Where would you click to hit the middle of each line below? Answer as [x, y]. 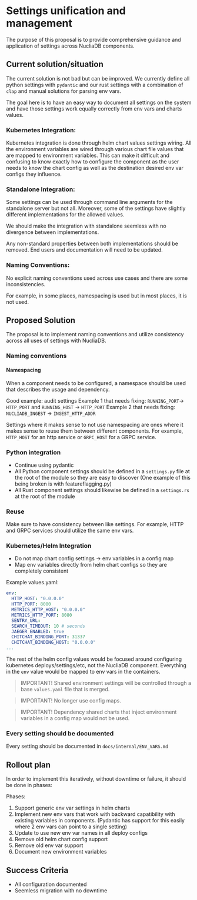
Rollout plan [29, 765]
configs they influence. [34, 174]
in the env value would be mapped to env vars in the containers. [83, 672]
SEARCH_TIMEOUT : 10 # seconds [48, 626]
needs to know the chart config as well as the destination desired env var [95, 168]
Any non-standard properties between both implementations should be [92, 244]
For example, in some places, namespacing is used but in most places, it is [96, 296]
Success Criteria [37, 870]
